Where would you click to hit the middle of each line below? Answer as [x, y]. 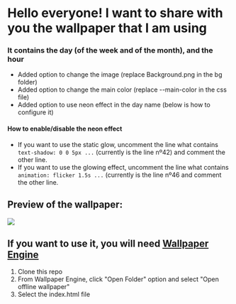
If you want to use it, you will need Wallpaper [108, 243]
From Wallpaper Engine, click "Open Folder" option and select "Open [118, 279]
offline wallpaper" [44, 287]
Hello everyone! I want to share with [115, 13]
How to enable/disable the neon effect [65, 129]
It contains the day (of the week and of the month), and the [111, 50]
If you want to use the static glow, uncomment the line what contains [118, 144]
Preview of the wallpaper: [65, 205]
